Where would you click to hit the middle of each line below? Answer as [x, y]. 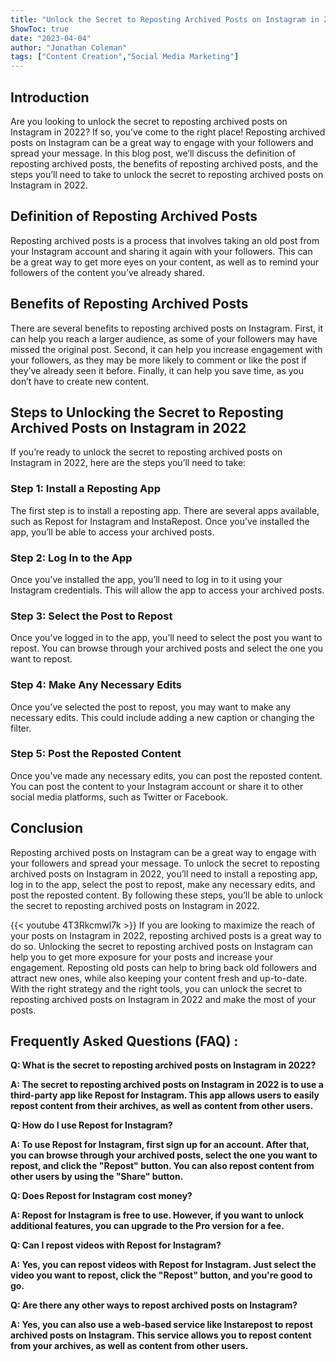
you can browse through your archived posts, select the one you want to [164, 1155]
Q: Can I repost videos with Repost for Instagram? [116, 1245]
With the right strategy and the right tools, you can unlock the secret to [156, 988]
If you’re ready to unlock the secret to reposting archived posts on [146, 452]
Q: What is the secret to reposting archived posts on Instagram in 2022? [163, 1065]
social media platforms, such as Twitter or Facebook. [119, 797]
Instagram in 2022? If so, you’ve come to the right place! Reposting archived [168, 132]
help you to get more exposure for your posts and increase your [142, 957]
